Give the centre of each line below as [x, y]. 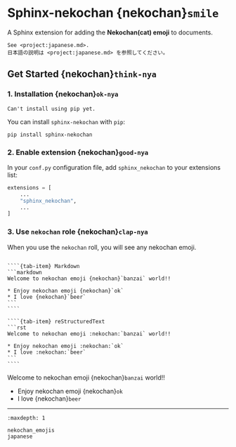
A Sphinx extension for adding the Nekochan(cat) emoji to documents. [110, 32]
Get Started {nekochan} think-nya [82, 74]
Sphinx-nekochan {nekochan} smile [113, 13]
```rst [17, 328]
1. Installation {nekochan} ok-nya [63, 94]
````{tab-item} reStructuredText [56, 321]
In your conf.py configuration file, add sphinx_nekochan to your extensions [114, 167]
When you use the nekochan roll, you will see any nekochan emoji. [102, 247]
